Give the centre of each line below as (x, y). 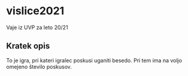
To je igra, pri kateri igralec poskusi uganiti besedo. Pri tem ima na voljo (94, 60)
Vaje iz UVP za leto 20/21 (37, 27)
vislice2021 (35, 11)
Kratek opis (28, 46)
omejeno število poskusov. (39, 66)
